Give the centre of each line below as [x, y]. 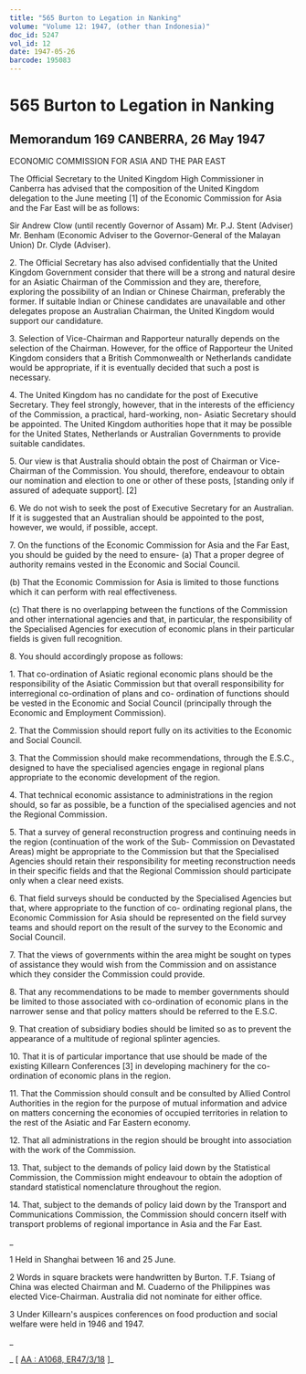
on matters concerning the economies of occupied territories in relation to [148, 1113]
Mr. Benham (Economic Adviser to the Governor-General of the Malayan [145, 235]
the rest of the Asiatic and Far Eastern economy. [100, 1122]
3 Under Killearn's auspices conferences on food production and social [144, 1314]
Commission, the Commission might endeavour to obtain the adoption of [146, 1177]
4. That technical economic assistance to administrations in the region [142, 795]
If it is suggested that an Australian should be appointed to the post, [137, 518]
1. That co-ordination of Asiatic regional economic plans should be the [142, 674]
